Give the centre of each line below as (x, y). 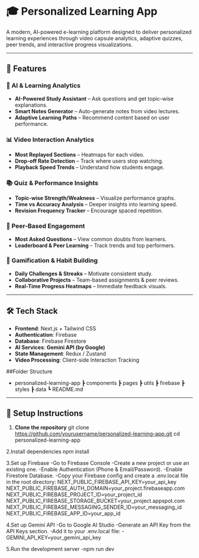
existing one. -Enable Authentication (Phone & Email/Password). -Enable (94, 470)
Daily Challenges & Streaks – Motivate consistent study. (84, 273)
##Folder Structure (29, 371)
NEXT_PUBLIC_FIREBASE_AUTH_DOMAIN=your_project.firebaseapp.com (96, 488)
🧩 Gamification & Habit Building (52, 260)
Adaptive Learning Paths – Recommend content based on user (92, 117)
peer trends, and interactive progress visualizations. (70, 44)
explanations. (31, 105)
